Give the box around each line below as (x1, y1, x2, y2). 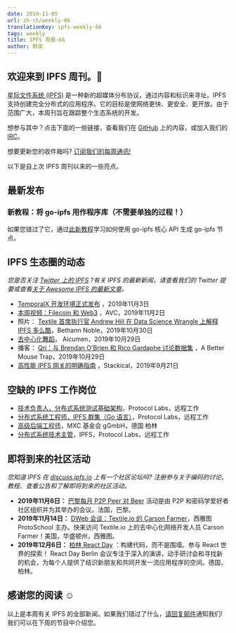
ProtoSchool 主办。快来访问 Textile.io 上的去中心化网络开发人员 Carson (17, 523, 224, 531)
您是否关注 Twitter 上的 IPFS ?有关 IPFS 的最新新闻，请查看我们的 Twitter (7, 276, 218, 285)
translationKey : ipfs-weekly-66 (7, 23, 102, 30)
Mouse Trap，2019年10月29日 (17, 352, 105, 361)
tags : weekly (7, 30, 46, 37)
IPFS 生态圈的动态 (7, 256, 86, 268)
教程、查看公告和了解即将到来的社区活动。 (7, 481, 131, 490)
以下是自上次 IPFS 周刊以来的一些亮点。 (7, 162, 123, 170)
